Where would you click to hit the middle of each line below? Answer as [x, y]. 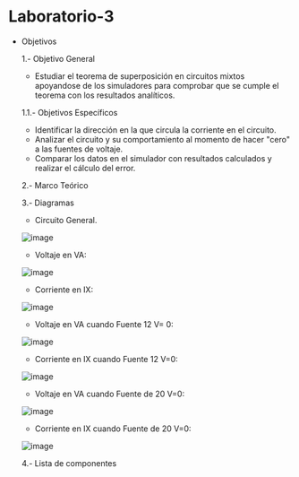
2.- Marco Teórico [55, 185]
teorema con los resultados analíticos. [105, 95]
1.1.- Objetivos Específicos [69, 112]
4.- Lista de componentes [69, 463]
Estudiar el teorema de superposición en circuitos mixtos [140, 76]
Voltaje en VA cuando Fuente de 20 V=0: [110, 394]
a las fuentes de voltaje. [79, 149]
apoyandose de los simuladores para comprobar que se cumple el [157, 85]
